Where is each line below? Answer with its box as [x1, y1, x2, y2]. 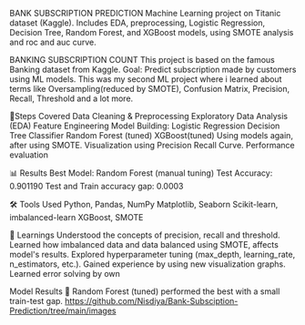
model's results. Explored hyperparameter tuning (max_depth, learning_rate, [9, 249, 296, 259]
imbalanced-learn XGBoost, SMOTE [9, 212, 144, 222]
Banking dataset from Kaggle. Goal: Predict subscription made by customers [9, 64, 297, 75]
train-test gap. [9, 296, 64, 306]
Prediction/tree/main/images [9, 305, 117, 316]
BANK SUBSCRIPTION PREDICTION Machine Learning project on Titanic [9, 8, 281, 18]
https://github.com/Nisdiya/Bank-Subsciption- [65, 296, 239, 306]
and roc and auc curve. [9, 36, 97, 47]
